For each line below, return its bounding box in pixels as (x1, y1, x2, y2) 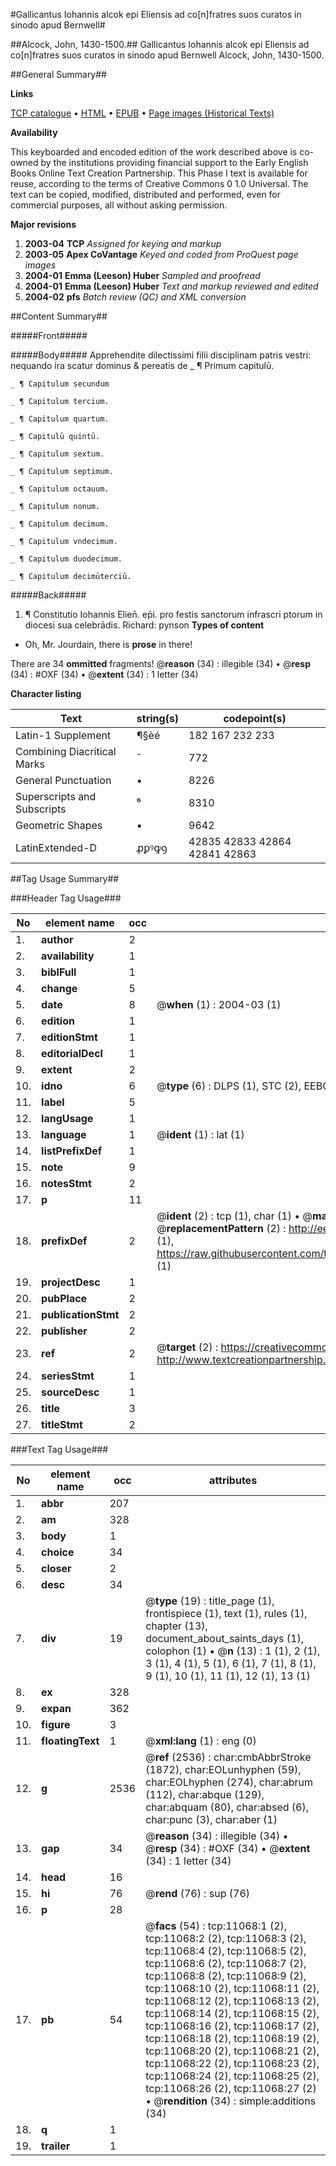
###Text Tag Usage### (10, 1444, 109, 1455)
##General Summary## (10, 69, 107, 80)
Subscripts (15, 802, 67, 816)
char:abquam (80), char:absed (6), (145, 1800, 310, 1814)
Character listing (10, 688, 82, 699)
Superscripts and (15, 790, 97, 803)
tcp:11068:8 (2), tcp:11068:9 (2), (145, 1969, 307, 1983)
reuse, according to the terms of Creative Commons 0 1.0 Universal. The (10, 178, 309, 189)
